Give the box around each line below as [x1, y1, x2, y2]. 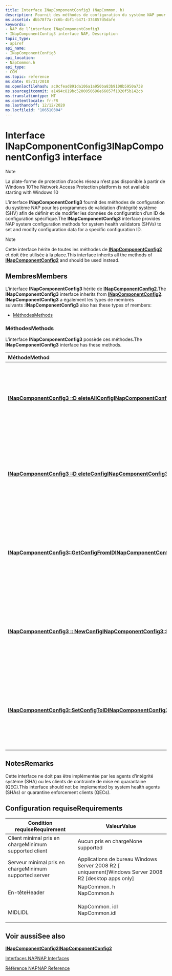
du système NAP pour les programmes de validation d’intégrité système [5, 205, 157, 211]
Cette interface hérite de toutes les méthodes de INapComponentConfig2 [5, 246, 162, 252]
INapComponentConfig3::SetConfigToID [8, 707, 108, 714]
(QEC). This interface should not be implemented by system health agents [5, 784, 160, 790]
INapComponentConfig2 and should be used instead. [5, 257, 120, 263]
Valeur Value [105, 822, 137, 829]
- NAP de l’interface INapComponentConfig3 [5, 27, 100, 32]
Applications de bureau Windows [77, 856, 158, 863]
